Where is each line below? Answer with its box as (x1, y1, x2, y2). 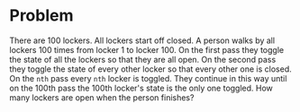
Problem (9, 5, 74, 26)
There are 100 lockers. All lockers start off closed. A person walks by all (9, 35, 276, 46)
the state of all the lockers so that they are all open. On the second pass (9, 54, 277, 65)
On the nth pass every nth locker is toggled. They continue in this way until (9, 73, 287, 83)
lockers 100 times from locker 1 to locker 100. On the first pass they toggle (9, 44, 285, 55)
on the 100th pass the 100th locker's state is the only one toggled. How (9, 82, 273, 93)
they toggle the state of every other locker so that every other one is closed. (9, 64, 292, 74)
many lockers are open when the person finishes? (9, 91, 195, 103)
